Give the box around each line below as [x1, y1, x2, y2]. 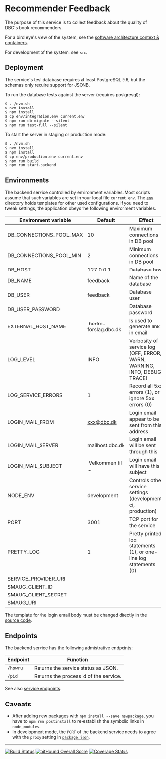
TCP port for [129, 516, 158, 523]
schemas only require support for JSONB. [5, 82, 90, 88]
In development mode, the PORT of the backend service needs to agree [12, 729, 156, 735]
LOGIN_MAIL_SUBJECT [7, 462, 63, 469]
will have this [129, 462, 160, 469]
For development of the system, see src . [5, 49, 88, 55]
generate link [129, 323, 160, 330]
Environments [5, 176, 49, 185]
